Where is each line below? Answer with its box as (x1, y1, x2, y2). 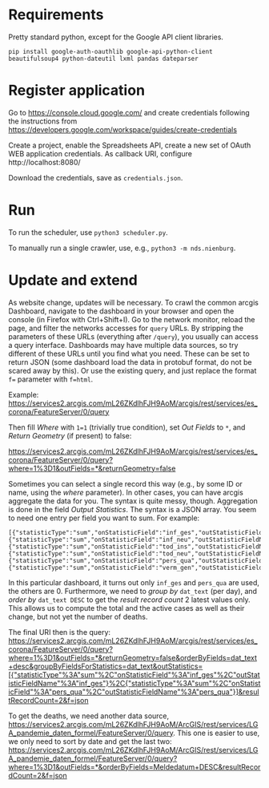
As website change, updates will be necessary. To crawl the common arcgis (8, 297, 259, 307)
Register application (8, 82, 146, 99)
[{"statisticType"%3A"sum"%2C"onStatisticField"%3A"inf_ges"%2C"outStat (8, 669, 260, 679)
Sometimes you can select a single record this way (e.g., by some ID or (8, 479, 243, 488)
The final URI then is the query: (8, 627, 110, 636)
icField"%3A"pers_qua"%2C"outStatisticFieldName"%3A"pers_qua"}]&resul (8, 687, 259, 697)
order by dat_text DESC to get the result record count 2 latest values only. (8, 595, 251, 604)
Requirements (8, 6, 104, 24)
